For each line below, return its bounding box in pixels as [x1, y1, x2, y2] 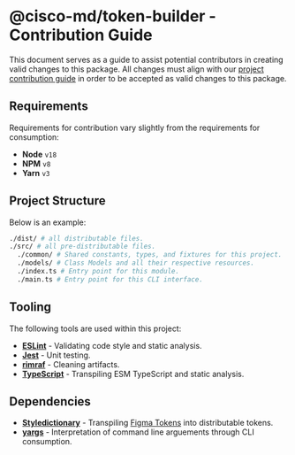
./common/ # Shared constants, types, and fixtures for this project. [17, 251, 283, 259]
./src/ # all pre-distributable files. [9, 242, 156, 251]
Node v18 [21, 149, 57, 159]
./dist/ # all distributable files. [9, 234, 144, 243]
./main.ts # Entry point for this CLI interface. [17, 274, 203, 284]
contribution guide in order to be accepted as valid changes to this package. [9, 73, 287, 83]
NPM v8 [21, 158, 51, 169]
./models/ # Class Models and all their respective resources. [17, 258, 254, 267]
